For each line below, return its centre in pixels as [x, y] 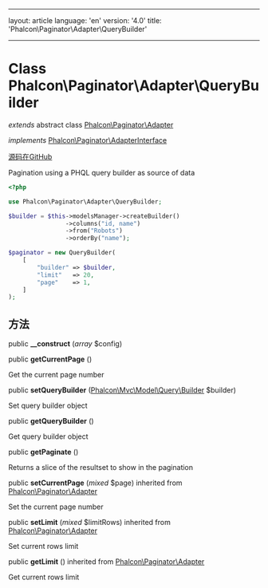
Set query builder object [48, 406]
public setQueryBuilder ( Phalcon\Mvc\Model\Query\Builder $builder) [122, 390]
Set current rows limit [43, 547]
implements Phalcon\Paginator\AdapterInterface [88, 140]
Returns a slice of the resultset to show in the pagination [101, 468]
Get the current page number [56, 375]
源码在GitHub [30, 156]
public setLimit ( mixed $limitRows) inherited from [90, 523]
